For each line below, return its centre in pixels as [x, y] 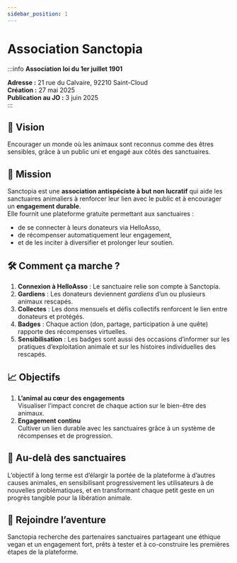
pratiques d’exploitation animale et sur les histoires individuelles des [117, 347]
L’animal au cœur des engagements [71, 398]
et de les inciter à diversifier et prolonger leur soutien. [96, 243]
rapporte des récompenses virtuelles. [72, 331]
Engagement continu [49, 420]
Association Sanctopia [75, 49]
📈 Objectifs [34, 378]
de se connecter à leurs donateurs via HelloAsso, [89, 228]
